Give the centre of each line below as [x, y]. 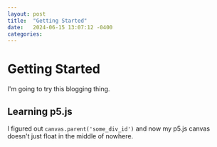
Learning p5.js [40, 111]
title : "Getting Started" [47, 21]
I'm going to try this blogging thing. [59, 89]
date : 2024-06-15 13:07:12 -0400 [60, 27]
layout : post [27, 14]
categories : [25, 34]
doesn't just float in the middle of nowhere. [70, 136]
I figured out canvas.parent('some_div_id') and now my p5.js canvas [109, 128]
